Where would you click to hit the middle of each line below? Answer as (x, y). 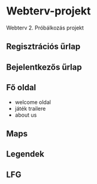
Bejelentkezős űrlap (44, 67)
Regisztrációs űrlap (43, 47)
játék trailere (30, 108)
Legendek (25, 154)
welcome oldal (33, 102)
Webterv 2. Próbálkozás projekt (45, 28)
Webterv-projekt (48, 11)
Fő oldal (21, 87)
